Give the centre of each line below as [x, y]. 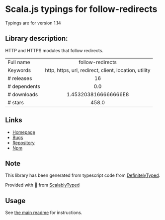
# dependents [24, 86]
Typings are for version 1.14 [33, 23]
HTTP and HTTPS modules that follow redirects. [54, 50]
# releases [20, 78]
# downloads [23, 94]
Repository [23, 143]
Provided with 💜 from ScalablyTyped [42, 185]
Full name [19, 62]
